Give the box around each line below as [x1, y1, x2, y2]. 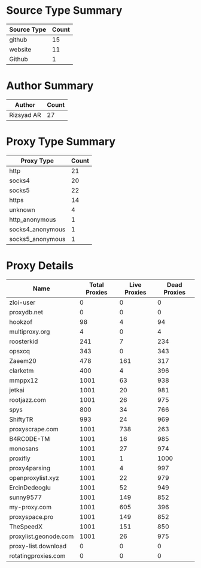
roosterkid [9, 337, 38, 345]
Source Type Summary [6, 4, 123, 17]
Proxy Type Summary [6, 135, 115, 149]
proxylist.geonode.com [9, 532, 74, 540]
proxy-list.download [9, 542, 67, 550]
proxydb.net [9, 308, 44, 316]
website [9, 45, 32, 53]
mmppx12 [9, 376, 38, 384]
